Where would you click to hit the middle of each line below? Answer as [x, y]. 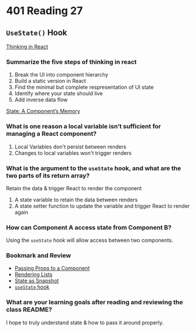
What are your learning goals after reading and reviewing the [94, 303]
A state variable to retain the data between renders [76, 200]
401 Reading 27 [45, 11]
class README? [29, 310]
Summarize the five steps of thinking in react [71, 62]
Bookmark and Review [39, 255]
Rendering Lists [33, 274]
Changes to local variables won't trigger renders [73, 153]
